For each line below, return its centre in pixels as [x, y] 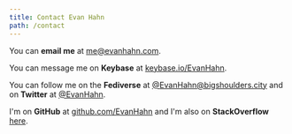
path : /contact [37, 26]
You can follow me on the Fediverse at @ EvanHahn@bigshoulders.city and [146, 85]
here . [19, 121]
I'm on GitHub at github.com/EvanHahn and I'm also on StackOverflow [139, 111]
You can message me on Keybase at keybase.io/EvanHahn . [118, 68]
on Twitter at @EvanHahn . [58, 94]
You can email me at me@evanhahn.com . [85, 50]
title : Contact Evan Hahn [57, 17]
